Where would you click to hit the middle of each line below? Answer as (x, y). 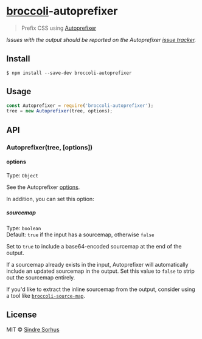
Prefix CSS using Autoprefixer (58, 28)
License (22, 315)
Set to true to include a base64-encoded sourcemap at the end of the (94, 246)
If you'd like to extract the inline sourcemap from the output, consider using (101, 289)
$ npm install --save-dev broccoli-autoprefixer (69, 73)
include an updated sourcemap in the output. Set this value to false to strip (100, 271)
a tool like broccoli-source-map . (46, 295)
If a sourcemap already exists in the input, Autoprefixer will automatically (97, 264)
